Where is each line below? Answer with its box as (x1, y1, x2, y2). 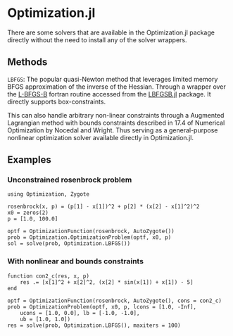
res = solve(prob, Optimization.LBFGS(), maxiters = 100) (7, 322, 181, 329)
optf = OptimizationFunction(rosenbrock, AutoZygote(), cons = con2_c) (7, 297, 222, 304)
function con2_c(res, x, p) (7, 273, 90, 280)
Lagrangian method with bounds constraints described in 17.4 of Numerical (7, 118, 225, 127)
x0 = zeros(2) (7, 209, 49, 216)
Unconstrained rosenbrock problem (7, 175, 132, 185)
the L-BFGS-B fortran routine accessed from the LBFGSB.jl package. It (7, 89, 211, 98)
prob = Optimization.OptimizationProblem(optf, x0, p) (7, 234, 172, 241)
